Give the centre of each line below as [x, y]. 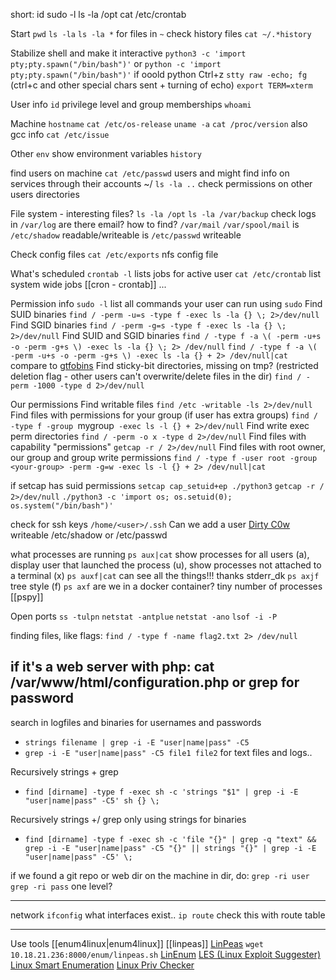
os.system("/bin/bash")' [62, 506]
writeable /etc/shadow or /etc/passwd [89, 535]
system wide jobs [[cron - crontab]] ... [88, 284]
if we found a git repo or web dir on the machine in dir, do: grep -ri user [160, 875]
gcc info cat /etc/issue [60, 134]
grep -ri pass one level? [61, 886]
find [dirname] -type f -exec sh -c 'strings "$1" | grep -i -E [161, 792]
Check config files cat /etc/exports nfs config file [114, 254]
